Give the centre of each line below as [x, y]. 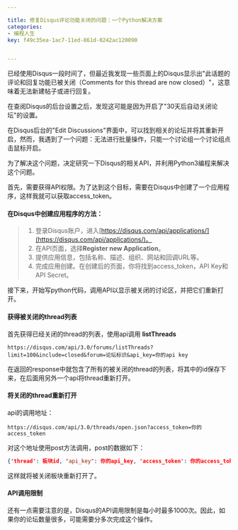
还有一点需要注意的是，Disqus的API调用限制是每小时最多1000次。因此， [113, 510]
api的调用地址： [30, 412]
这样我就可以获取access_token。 [67, 196]
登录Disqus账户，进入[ [68, 231]
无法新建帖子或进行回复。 [57, 91]
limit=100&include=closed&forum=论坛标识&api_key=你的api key [98, 355]
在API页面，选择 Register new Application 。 [100, 249]
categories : [25, 27]
